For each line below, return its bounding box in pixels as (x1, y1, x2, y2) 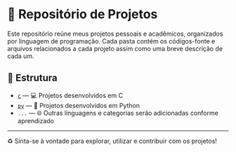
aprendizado (17, 116, 55, 125)
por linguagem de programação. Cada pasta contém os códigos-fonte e (7, 36, 216, 45)
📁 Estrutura (7, 72, 58, 84)
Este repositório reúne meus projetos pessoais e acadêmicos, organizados (7, 29, 223, 38)
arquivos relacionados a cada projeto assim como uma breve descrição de (7, 44, 223, 53)
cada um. (7, 52, 34, 60)
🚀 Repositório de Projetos (7, 6, 158, 22)
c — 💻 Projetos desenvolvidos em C (17, 91, 124, 99)
